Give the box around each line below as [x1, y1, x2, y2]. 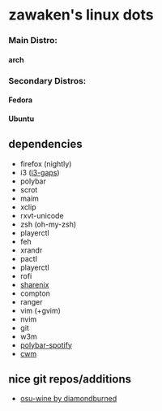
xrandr [19, 245, 43, 255]
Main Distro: [8, 35, 58, 46]
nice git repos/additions [8, 372, 132, 387]
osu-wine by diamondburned [19, 394, 117, 404]
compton [19, 288, 51, 298]
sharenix [19, 279, 49, 289]
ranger [19, 296, 43, 306]
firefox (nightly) [19, 158, 72, 168]
